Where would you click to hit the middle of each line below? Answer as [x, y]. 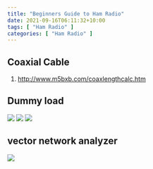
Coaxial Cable [38, 62]
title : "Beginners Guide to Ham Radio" [66, 14]
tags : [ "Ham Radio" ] [41, 27]
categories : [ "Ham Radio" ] [50, 33]
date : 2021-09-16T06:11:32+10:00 [56, 20]
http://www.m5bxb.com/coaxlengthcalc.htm [81, 79]
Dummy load [36, 101]
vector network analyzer [62, 141]
